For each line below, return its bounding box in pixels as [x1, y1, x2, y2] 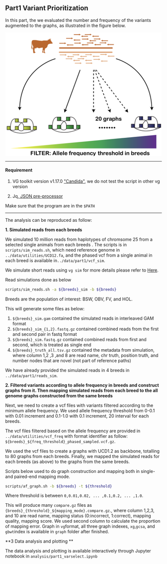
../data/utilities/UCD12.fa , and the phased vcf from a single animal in [5, 252, 153, 258]
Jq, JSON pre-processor [12, 193, 63, 199]
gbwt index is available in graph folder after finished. [5, 529, 109, 535]
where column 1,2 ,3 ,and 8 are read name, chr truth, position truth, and [12, 352, 159, 358]
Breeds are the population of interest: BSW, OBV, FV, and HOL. [5, 296, 133, 302]
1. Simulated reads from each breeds [5, 226, 83, 233]
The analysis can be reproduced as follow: [5, 217, 92, 223]
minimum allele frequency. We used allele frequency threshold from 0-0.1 [5, 407, 155, 413]
